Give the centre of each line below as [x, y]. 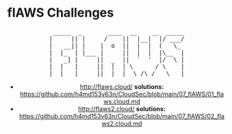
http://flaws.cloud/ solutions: [122, 86]
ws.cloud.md [122, 101]
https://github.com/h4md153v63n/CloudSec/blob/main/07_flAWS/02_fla [122, 116]
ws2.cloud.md [122, 124]
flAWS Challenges [61, 13]
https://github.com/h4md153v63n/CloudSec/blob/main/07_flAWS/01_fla [122, 94]
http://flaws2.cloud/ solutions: [122, 108]
